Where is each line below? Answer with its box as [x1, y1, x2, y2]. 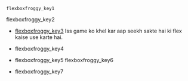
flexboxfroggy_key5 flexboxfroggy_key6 [14, 57, 114, 63]
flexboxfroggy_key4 [14, 45, 64, 52]
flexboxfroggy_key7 [14, 68, 64, 75]
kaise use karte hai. [14, 34, 63, 41]
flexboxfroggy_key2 [6, 16, 55, 23]
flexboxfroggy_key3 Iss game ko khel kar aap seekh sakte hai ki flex [14, 27, 182, 34]
